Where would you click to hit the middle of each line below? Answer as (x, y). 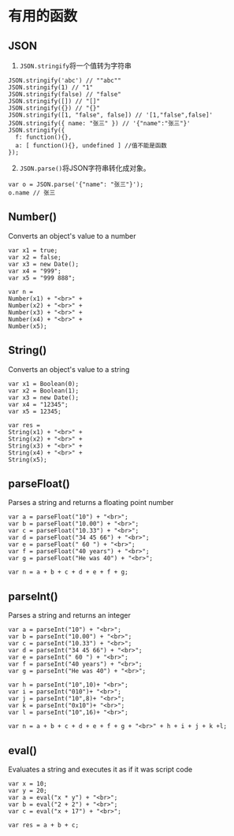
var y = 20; (28, 791)
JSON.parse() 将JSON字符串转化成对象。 (85, 168)
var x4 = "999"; (35, 271)
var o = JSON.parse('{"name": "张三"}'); (76, 184)
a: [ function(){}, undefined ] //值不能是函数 (91, 146)
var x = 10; (28, 784)
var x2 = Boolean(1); (44, 391)
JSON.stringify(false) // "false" (65, 95)
